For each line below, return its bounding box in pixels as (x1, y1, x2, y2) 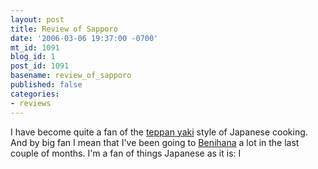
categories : (10, 89, 60, 99)
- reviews (10, 98, 52, 108)
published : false (10, 80, 83, 90)
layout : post (10, 14, 65, 25)
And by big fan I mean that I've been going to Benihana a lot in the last (10, 136, 300, 148)
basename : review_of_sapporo (10, 71, 132, 81)
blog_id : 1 (10, 52, 56, 62)
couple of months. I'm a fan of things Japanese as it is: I (10, 147, 242, 159)
